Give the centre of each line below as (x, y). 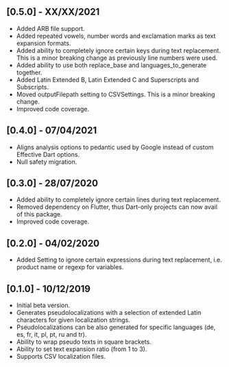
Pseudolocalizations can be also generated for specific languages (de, (116, 327)
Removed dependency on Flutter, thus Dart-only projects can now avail (117, 207)
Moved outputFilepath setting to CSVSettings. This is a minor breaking (116, 94)
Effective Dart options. (48, 154)
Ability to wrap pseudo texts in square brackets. (84, 342)
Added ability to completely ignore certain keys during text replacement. (118, 50)
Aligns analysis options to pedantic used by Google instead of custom (115, 147)
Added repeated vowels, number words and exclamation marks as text (116, 36)
